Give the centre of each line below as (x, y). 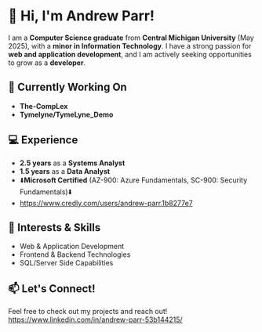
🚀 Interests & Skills (55, 227)
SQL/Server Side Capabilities (66, 263)
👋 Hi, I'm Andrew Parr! (82, 16)
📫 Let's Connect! (52, 289)
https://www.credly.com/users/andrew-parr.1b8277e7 (106, 203)
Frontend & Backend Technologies (75, 254)
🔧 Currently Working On (67, 87)
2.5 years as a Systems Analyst (72, 163)
